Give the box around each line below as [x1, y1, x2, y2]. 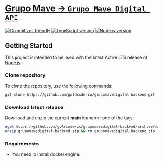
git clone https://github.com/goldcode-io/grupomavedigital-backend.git [5, 92, 155, 97]
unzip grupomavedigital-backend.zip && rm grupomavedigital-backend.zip [5, 129, 155, 134]
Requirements [5, 140, 39, 147]
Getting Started [5, 42, 53, 50]
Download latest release [5, 104, 64, 110]
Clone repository [5, 72, 46, 78]
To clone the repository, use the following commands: [5, 83, 113, 89]
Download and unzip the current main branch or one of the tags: [5, 115, 134, 121]
